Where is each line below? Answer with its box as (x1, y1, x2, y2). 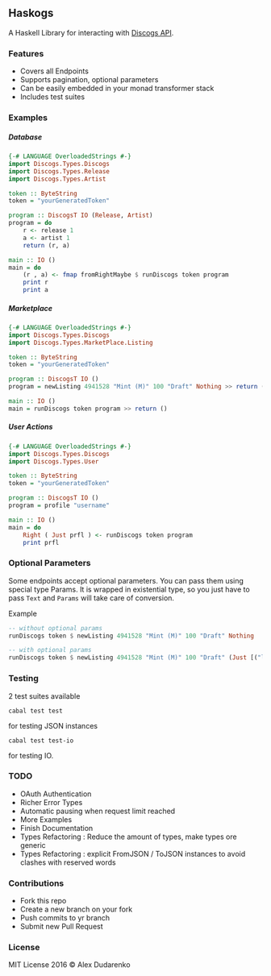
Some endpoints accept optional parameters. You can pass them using (8, 575, 244, 585)
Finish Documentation (19, 823, 94, 833)
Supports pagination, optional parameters (19, 75, 159, 85)
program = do (8, 219, 52, 227)
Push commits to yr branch (19, 913, 110, 923)
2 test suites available (8, 691, 81, 700)
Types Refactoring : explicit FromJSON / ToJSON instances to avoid (19, 849, 246, 858)
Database (8, 132, 43, 142)
